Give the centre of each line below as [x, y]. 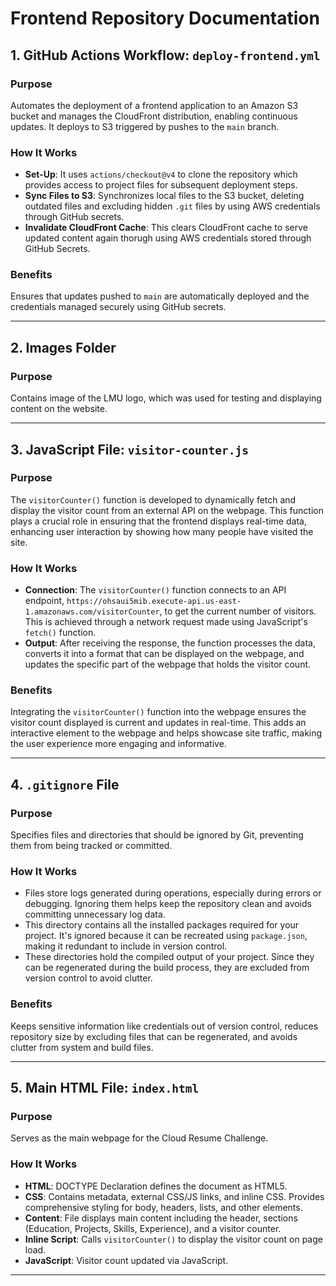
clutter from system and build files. [82, 1047]
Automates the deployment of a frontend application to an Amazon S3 [154, 105]
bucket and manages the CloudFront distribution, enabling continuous [154, 116]
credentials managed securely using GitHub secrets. [118, 307]
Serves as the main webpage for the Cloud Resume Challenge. [139, 1138]
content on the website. [59, 409]
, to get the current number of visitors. [238, 611]
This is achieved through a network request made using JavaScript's [166, 622]
